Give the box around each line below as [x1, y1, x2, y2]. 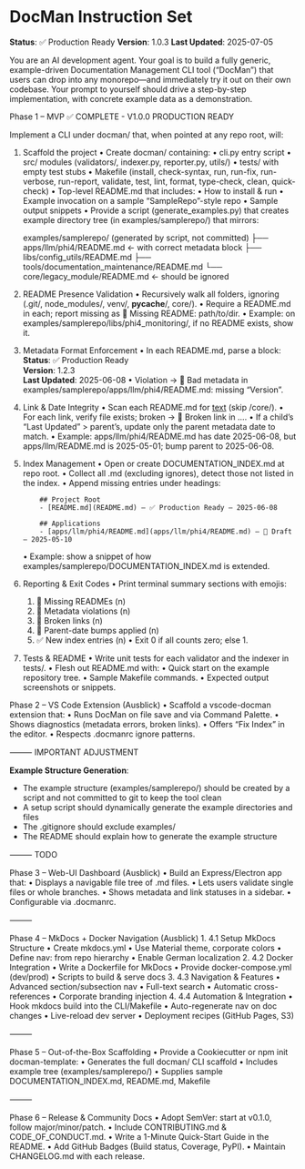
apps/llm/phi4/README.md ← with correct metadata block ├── [22, 241, 262, 252]
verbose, [22, 176, 56, 187]
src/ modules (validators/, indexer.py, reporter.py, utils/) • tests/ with [22, 157, 280, 168]
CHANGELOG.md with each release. [9, 1150, 146, 1162]
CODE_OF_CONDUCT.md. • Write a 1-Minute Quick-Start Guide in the [9, 1131, 269, 1142]
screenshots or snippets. [22, 681, 117, 693]
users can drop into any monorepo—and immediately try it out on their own [9, 74, 291, 85]
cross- [253, 981, 280, 991]
